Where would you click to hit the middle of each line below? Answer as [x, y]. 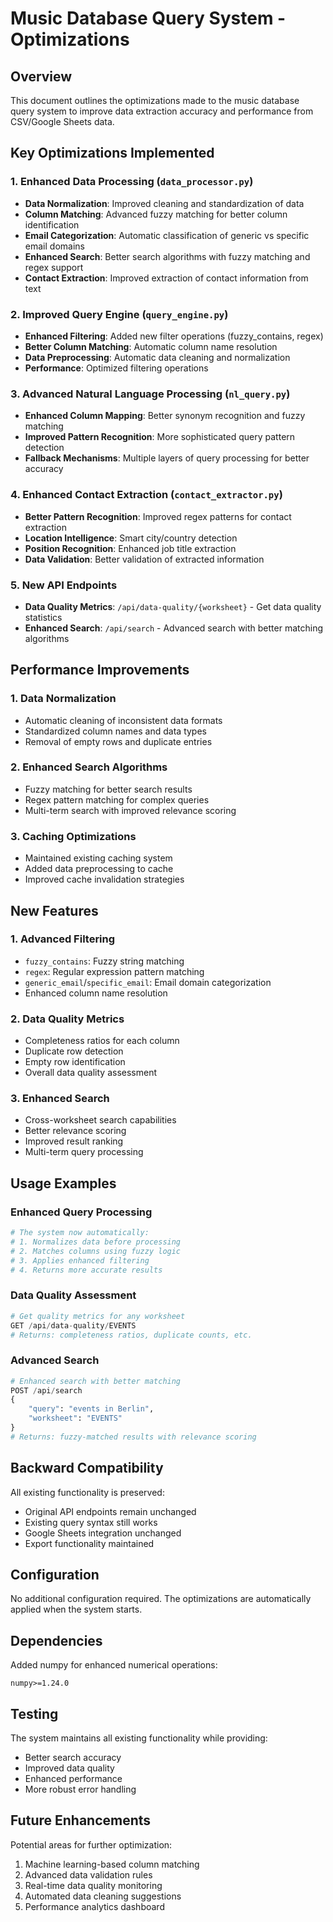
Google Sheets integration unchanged [103, 1533]
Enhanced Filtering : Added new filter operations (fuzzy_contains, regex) [174, 336]
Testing [34, 1713]
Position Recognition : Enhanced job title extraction [130, 548]
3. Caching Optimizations [73, 836]
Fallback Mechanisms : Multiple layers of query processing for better [167, 458]
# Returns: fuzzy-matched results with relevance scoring [133, 1437]
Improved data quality [69, 1768]
